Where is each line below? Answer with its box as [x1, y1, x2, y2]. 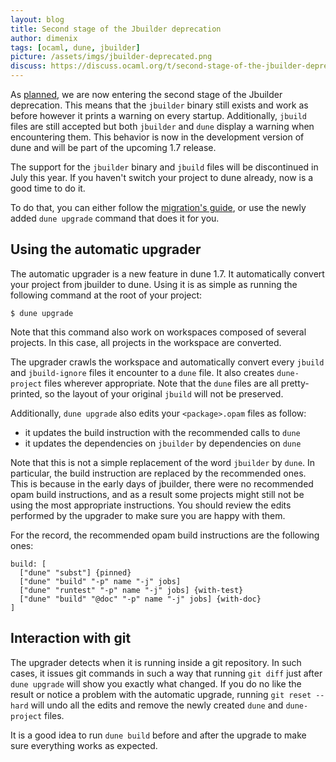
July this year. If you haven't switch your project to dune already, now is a [10, 172, 314, 183]
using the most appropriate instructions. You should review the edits [10, 499, 292, 511]
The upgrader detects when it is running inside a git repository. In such [10, 656, 302, 668]
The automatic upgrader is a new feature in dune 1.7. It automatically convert [10, 267, 325, 280]
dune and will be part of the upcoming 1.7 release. [10, 142, 217, 153]
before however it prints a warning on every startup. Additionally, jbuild [10, 110, 307, 121]
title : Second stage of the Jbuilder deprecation [10, 24, 222, 34]
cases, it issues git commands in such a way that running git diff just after [10, 667, 323, 679]
